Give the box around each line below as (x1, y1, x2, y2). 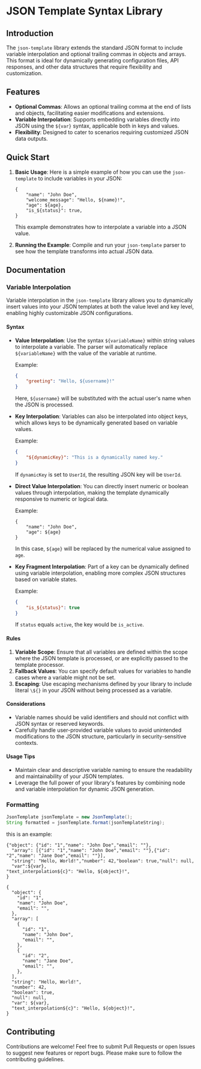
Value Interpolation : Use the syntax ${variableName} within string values (14, 337, 195, 344)
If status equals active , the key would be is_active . (14, 621, 145, 628)
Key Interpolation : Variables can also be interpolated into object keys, (14, 413, 188, 420)
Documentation (6, 265, 66, 275)
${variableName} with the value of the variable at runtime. (14, 349, 157, 357)
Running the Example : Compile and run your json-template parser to (14, 241, 186, 248)
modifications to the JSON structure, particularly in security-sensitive (14, 732, 187, 740)
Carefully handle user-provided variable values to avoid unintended (14, 726, 182, 734)
